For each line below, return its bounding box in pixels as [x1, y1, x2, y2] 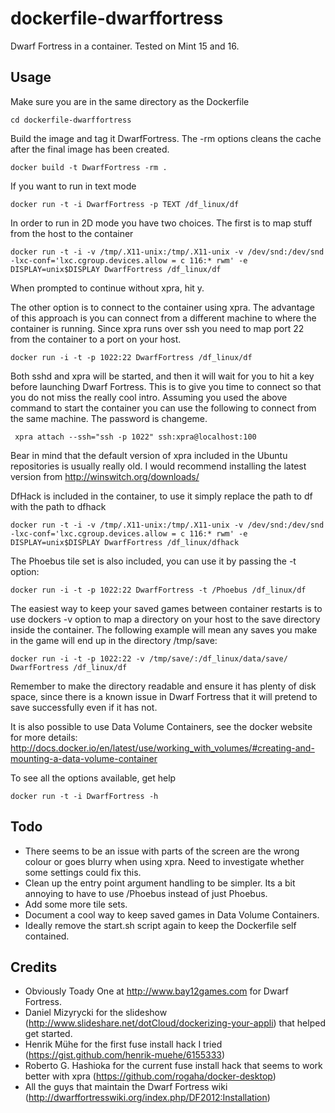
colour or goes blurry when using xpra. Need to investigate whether [24, 855, 305, 867]
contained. [24, 930, 70, 942]
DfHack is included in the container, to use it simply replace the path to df [10, 490, 313, 502]
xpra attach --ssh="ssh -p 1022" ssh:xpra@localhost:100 [14, 432, 257, 442]
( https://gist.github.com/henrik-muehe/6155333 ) [24, 1049, 226, 1061]
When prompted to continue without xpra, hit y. [10, 282, 205, 294]
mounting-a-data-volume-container [10, 752, 158, 764]
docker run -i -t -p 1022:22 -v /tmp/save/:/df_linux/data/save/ [10, 653, 288, 664]
